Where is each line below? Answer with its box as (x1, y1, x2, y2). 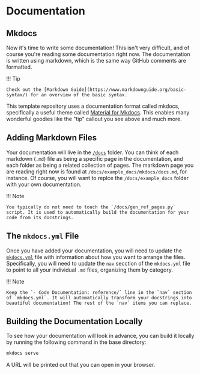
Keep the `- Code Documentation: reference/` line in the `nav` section (6, 289, 192, 296)
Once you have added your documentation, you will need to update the (6, 247, 182, 254)
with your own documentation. (6, 181, 82, 188)
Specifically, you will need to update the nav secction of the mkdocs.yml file (6, 260, 190, 267)
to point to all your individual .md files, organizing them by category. (6, 266, 173, 273)
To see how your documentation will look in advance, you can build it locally (6, 332, 195, 340)
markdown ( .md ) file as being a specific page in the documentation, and (6, 155, 183, 162)
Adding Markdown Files (6, 132, 97, 143)
